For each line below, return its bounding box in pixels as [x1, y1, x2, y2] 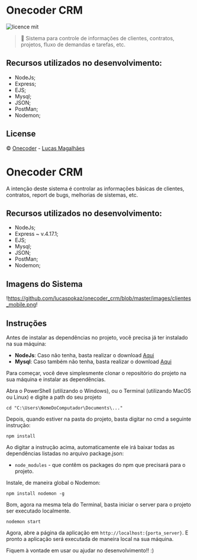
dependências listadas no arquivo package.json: [6, 450, 124, 457]
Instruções [6, 318, 47, 328]
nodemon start [6, 519, 41, 524]
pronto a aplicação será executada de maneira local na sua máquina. [6, 535, 174, 542]
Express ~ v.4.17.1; [14, 231, 59, 238]
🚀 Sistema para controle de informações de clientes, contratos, [20, 34, 175, 41]
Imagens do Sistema [6, 279, 83, 289]
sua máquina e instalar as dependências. [6, 376, 106, 383]
